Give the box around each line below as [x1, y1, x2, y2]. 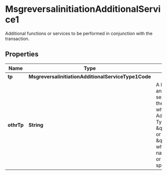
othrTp [7, 121, 24, 128]
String [28, 121, 44, 128]
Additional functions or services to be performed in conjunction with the [5, 30, 153, 36]
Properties [5, 50, 39, 58]
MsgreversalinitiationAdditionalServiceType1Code [28, 73, 152, 80]
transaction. [5, 36, 30, 42]
